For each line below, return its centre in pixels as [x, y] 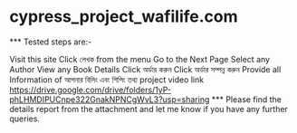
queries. [25, 119]
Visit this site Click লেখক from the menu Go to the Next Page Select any [139, 59]
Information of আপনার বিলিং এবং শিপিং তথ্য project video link [107, 80]
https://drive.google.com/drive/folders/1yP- [91, 90]
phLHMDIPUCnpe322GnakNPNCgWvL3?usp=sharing [110, 99]
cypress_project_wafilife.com [124, 17]
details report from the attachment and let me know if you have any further [148, 109]
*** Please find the [247, 99]
